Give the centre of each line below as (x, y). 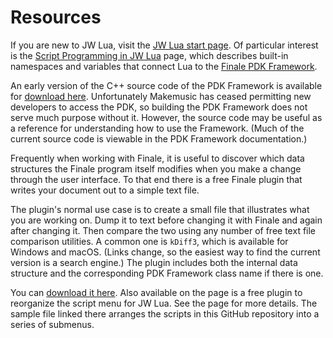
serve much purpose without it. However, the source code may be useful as (166, 117)
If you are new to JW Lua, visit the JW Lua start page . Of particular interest (164, 45)
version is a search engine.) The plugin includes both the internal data (154, 262)
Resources (56, 17)
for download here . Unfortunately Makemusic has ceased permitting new (161, 96)
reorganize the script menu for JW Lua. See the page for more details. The (164, 303)
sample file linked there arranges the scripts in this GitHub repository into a (165, 313)
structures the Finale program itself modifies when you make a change (156, 168)
